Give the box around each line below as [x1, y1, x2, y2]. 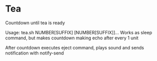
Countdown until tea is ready [5, 20, 65, 26]
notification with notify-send [5, 50, 64, 56]
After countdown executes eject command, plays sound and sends [5, 44, 144, 50]
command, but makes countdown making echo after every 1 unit [5, 35, 139, 41]
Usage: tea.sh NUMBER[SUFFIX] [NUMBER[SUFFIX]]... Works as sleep [5, 29, 152, 35]
